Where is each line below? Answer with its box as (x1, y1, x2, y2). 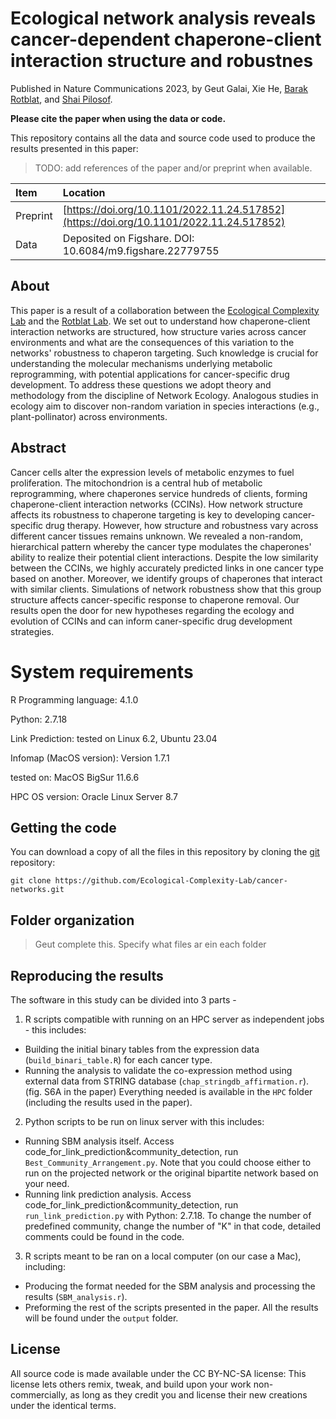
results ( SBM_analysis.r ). (24, 1290, 128, 1302)
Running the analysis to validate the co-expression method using (24, 1064, 293, 1076)
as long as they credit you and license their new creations (69, 1388, 308, 1401)
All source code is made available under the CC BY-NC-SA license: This (10, 1367, 307, 1379)
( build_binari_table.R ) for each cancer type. (24, 1053, 213, 1066)
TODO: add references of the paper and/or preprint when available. (34, 162, 313, 174)
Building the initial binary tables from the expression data (24, 1043, 260, 1055)
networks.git (10, 885, 65, 895)
